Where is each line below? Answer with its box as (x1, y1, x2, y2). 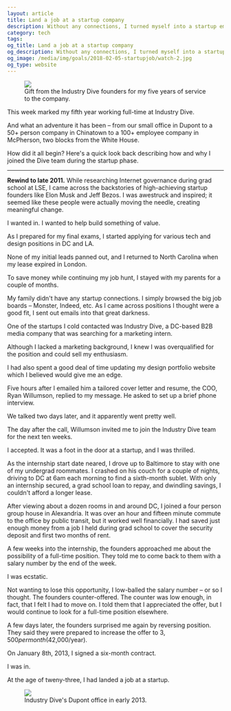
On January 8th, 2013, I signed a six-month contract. (7, 648, 157, 657)
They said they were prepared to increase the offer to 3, (7, 628, 166, 637)
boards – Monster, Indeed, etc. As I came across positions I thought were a (7, 301, 219, 310)
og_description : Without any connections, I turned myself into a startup (7, 49, 226, 56)
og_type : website (7, 61, 57, 68)
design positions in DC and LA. (7, 239, 95, 248)
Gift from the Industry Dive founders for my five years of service (24, 87, 206, 95)
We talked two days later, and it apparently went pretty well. (7, 412, 177, 420)
